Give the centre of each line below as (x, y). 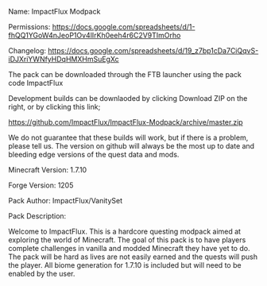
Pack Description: (37, 216)
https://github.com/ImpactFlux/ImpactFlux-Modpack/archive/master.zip (126, 122)
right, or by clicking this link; (54, 107)
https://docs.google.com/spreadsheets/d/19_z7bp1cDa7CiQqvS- (153, 50)
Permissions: (29, 27)
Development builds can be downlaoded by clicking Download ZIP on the (128, 98)
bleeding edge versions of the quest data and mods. (94, 155)
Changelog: (27, 50)
